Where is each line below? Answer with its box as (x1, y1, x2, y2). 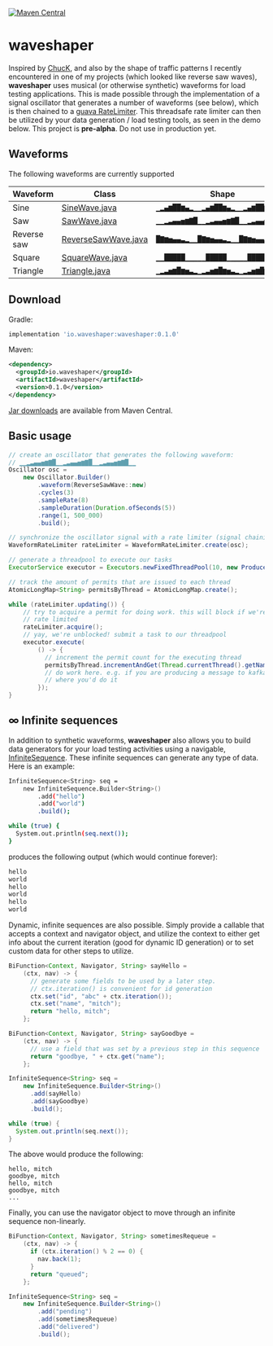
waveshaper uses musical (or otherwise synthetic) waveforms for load (8, 80, 246, 90)
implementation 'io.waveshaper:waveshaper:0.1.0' (8, 330, 180, 338)
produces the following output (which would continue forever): (8, 852, 218, 862)
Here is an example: (8, 761, 76, 771)
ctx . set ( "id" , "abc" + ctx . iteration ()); (29, 992, 173, 1001)
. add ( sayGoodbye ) (29, 1098, 89, 1106)
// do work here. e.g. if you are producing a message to (44, 669, 245, 677)
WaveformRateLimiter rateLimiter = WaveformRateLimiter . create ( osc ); (8, 541, 249, 550)
